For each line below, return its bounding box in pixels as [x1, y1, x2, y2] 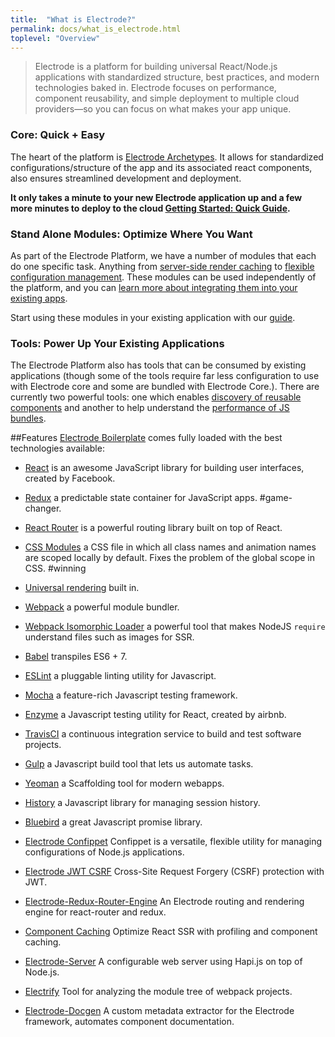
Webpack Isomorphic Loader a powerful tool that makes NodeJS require [24, 621, 326, 633]
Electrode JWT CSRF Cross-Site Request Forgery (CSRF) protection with [24, 866, 325, 878]
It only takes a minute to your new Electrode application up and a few [10, 191, 303, 203]
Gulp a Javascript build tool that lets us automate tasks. [24, 758, 254, 770]
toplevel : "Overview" [10, 33, 101, 43]
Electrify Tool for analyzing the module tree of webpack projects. [24, 986, 293, 998]
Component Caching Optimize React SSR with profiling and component [24, 926, 318, 938]
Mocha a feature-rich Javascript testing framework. [24, 689, 238, 701]
